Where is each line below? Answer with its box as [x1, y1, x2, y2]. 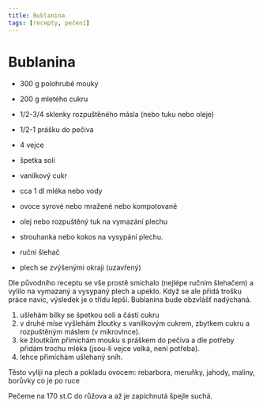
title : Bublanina [8, 11, 66, 20]
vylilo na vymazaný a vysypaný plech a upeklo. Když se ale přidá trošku [8, 286, 242, 297]
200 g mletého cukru [19, 94, 88, 104]
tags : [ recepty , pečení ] [8, 19, 90, 27]
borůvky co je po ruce [8, 376, 81, 386]
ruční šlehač [19, 247, 61, 257]
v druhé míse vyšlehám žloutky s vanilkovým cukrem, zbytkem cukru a [19, 319, 250, 328]
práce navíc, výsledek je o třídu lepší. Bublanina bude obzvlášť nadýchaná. [8, 295, 252, 304]
